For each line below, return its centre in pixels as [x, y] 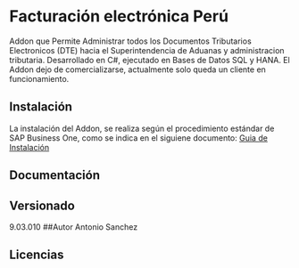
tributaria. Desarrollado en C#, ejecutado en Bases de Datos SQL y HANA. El [149, 60]
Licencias [37, 255]
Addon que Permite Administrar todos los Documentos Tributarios [130, 41]
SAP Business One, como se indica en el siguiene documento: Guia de [138, 138]
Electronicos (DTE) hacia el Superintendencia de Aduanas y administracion [147, 50]
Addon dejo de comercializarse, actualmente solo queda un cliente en [137, 69]
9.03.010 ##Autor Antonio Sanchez [74, 227]
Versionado [42, 205]
